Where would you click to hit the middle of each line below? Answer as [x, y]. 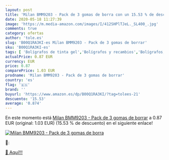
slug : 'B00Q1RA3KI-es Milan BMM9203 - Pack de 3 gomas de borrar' [76, 43]
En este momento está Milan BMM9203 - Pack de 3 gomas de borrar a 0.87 [83, 118]
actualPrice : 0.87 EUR [29, 57]
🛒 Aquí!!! [14, 152]
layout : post [19, 10]
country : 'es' [20, 80]
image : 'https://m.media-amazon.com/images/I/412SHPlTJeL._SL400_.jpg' [82, 24]
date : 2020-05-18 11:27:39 [33, 19]
